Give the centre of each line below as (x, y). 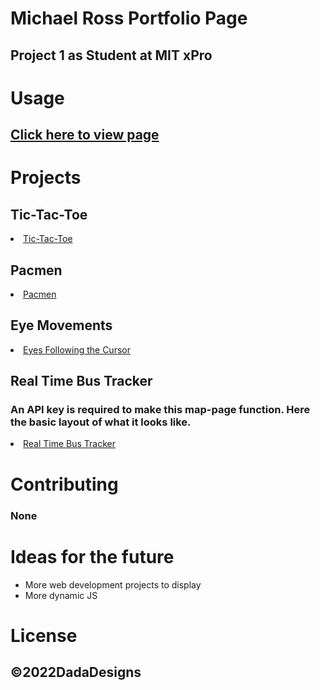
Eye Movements (61, 325)
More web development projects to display (113, 584)
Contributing (64, 484)
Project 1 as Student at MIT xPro (111, 55)
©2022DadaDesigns (76, 672)
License (44, 635)
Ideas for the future (92, 556)
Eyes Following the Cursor (77, 349)
